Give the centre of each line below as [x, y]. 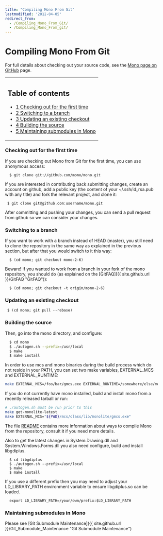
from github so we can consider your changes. [52, 217]
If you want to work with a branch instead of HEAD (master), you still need [79, 241]
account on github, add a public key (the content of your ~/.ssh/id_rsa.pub [79, 189]
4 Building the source [40, 125]
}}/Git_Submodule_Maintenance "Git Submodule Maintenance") [68, 529]
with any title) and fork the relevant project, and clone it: [61, 194]
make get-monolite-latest [31, 412]
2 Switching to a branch [43, 113]
